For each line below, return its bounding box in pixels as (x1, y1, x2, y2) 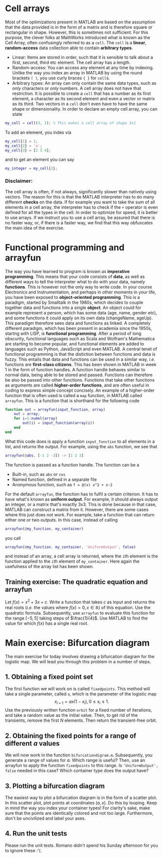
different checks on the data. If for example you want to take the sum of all (5, 199, 155, 205)
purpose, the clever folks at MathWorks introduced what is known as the (5, 35, 150, 40)
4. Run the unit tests (5, 829, 67, 838)
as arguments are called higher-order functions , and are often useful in (5, 382, 149, 388)
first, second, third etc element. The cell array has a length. (12, 59, 131, 65)
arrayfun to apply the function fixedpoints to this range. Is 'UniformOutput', (5, 763, 159, 768)
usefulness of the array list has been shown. (5, 564, 94, 569)
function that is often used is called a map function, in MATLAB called (5, 392, 143, 398)
